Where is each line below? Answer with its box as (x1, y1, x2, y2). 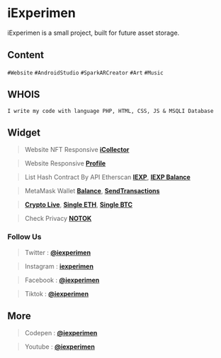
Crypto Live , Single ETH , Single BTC (24, 200, 133, 209)
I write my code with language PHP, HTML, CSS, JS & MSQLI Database (7, 107, 214, 114)
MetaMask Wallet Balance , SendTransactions (24, 187, 160, 195)
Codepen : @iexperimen (24, 329, 98, 337)
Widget (7, 126, 41, 139)
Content (7, 49, 45, 61)
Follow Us (7, 232, 42, 242)
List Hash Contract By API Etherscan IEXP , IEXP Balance (24, 173, 191, 182)
